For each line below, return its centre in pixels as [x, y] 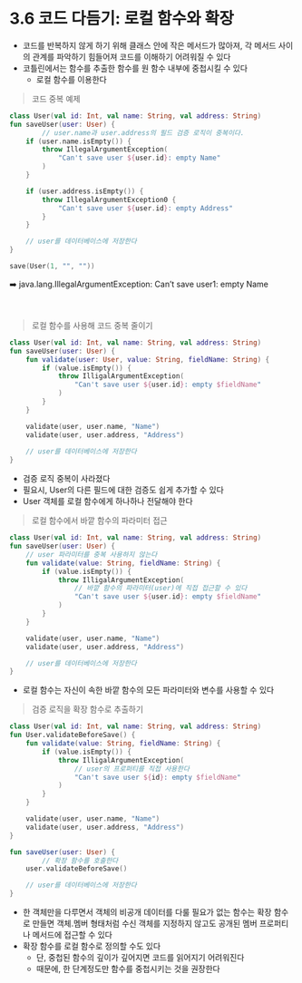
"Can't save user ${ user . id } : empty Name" [139, 158]
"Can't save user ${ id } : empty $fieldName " [158, 777]
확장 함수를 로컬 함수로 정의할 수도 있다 [92, 946]
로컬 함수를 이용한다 [71, 79]
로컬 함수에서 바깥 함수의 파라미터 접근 [99, 521]
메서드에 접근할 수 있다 [73, 935]
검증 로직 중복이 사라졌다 [66, 479]
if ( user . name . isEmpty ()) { [78, 141]
